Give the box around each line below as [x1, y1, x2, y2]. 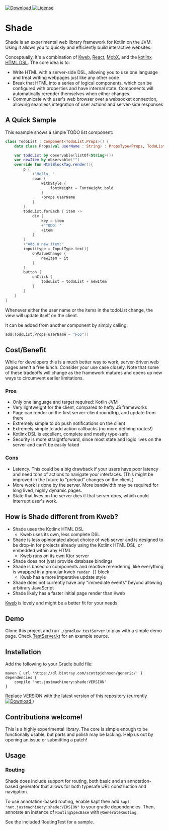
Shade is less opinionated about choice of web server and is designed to [12, 537, 163, 543]
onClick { [32, 274, 53, 279]
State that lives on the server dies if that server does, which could [12, 492, 149, 498]
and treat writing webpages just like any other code [12, 74, 119, 81]
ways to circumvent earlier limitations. [5, 375, 84, 381]
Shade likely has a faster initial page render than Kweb [12, 590, 125, 596]
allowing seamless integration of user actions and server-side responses [12, 101, 163, 107]
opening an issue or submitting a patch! [5, 737, 88, 743]
